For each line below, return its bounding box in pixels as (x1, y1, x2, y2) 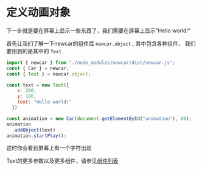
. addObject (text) (12, 127, 56, 133)
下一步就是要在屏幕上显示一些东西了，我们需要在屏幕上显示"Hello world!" (6, 27, 190, 34)
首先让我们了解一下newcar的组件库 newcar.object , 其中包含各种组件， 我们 (6, 40, 196, 47)
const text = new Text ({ (6, 82, 69, 88)
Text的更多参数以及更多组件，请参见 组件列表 (6, 157, 119, 165)
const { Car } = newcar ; (6, 65, 69, 71)
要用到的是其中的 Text (6, 47, 62, 55)
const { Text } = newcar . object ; (6, 71, 91, 77)
